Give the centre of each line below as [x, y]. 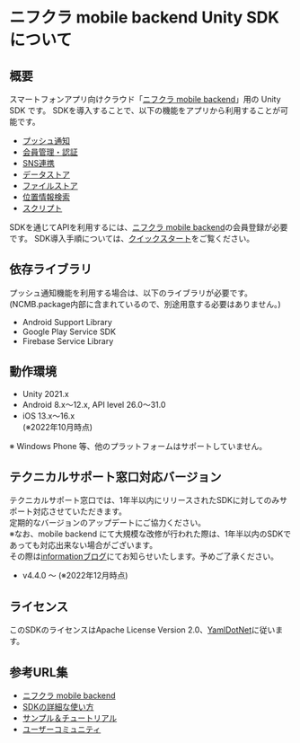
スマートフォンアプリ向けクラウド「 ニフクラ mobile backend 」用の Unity [145, 99]
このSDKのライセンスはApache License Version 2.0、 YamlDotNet [131, 630]
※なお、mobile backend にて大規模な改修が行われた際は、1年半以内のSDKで [150, 534]
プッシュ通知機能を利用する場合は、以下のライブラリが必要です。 [131, 293]
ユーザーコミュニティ [62, 730]
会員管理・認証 [50, 152]
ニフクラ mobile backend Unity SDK [145, 18]
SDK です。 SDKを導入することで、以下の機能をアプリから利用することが [145, 111]
